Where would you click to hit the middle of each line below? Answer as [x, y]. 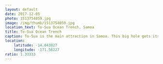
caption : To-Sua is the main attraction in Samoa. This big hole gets [78, 37]
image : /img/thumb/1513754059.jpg [40, 23]
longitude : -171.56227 [37, 50]
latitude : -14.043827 [35, 45]
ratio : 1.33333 [20, 54]
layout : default [21, 9]
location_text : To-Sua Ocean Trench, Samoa [50, 27]
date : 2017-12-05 [23, 14]
